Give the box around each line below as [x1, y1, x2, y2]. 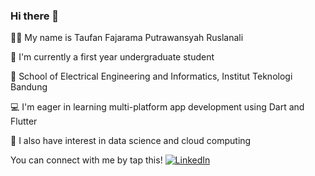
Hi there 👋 [10, 9, 60, 23]
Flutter [10, 115, 38, 128]
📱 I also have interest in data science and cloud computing [10, 135, 252, 147]
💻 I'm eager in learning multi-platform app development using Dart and [10, 101, 305, 113]
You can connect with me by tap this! [10, 154, 163, 166]
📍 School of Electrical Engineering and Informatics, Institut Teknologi [10, 70, 293, 83]
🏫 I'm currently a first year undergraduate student [10, 51, 215, 63]
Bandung [10, 81, 48, 93]
